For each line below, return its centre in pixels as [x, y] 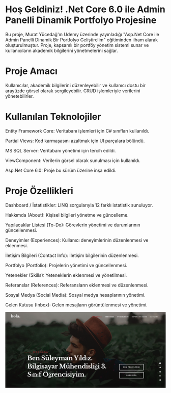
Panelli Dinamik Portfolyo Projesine [81, 20]
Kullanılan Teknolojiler [53, 117]
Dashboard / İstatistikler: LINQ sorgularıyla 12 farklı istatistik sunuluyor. [79, 205]
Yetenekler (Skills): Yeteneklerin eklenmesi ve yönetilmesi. [66, 275]
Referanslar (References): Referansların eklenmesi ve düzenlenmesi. [77, 285]
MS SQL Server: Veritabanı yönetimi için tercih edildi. [61, 150]
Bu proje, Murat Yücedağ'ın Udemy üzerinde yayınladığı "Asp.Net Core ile [82, 34]
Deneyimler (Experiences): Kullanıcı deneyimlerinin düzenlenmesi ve [77, 240]
